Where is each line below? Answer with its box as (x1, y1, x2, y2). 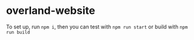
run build (6, 29, 31, 35)
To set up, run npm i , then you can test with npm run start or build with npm (6, 23, 188, 30)
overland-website (6, 4, 96, 17)
